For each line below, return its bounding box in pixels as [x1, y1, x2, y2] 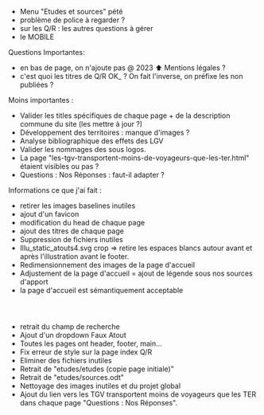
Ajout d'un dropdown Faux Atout [19, 331, 126, 339]
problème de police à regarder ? [19, 15, 126, 25]
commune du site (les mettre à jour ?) [19, 119, 143, 128]
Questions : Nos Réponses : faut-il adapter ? [19, 170, 165, 179]
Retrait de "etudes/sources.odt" [19, 373, 125, 382]
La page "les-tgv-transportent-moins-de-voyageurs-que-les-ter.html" [19, 153, 250, 162]
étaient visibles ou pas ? [19, 162, 99, 170]
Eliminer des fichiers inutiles [19, 356, 113, 365]
